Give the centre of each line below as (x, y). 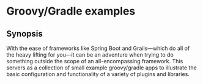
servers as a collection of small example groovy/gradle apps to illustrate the (102, 68)
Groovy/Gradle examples (71, 11)
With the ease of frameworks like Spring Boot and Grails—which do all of (98, 48)
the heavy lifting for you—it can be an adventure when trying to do (90, 55)
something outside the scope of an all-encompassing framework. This (95, 61)
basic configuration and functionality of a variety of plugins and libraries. (98, 74)
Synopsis (24, 34)
